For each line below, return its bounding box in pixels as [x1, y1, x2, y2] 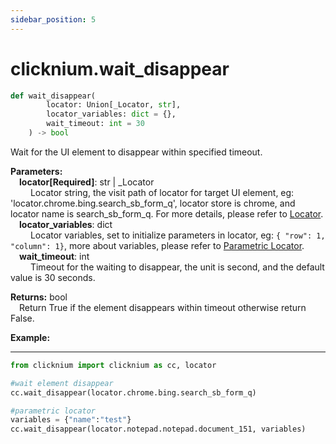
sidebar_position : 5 [10, 14, 97, 25]
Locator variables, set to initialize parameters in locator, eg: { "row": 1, [29, 229, 326, 241]
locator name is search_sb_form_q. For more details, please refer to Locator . [10, 207, 324, 220]
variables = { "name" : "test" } [10, 415, 132, 425]
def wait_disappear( [10, 91, 97, 101]
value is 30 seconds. [10, 271, 96, 283]
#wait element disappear [10, 378, 114, 388]
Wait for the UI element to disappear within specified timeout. [10, 146, 263, 158]
